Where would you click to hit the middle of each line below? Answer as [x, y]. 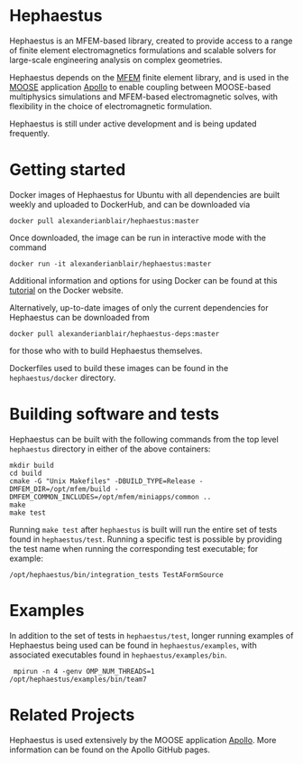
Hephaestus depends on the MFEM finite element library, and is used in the [149, 77]
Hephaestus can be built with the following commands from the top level [144, 439]
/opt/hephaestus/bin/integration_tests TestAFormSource [116, 574]
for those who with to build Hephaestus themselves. [106, 350]
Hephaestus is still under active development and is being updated [133, 124]
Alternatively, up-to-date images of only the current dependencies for [139, 307]
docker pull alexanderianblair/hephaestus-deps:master [115, 334]
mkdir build [32, 465]
